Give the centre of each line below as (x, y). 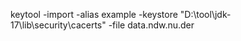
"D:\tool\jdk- (205, 14)
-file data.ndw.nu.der (151, 25)
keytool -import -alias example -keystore (94, 14)
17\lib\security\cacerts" (58, 25)
